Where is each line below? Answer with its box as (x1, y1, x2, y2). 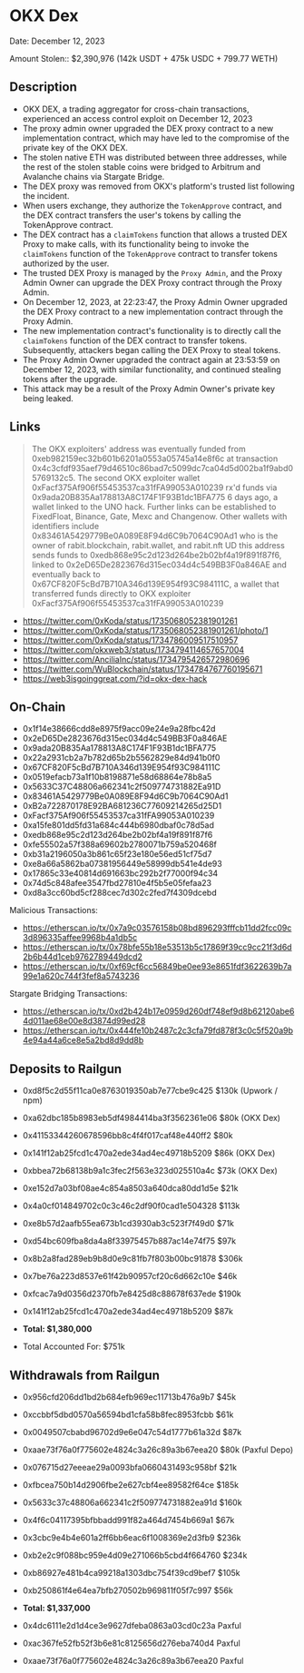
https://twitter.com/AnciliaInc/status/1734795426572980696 (22, 654, 250, 664)
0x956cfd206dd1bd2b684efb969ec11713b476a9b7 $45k (22, 1392, 237, 1402)
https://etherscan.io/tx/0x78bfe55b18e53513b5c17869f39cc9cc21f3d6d (22, 941, 292, 953)
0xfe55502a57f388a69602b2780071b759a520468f (22, 839, 218, 850)
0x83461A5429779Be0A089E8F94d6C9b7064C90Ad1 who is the (31, 530, 279, 541)
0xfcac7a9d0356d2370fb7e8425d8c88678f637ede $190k (22, 1288, 242, 1299)
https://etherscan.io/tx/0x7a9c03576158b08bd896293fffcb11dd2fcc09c (22, 922, 292, 933)
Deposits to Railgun (9, 1061, 123, 1077)
